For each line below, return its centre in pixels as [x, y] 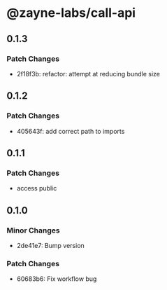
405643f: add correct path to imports [71, 131]
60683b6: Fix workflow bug [57, 279]
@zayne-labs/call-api [71, 13]
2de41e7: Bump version [50, 245]
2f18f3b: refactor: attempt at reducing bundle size [88, 74]
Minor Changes [33, 230]
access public [37, 188]
